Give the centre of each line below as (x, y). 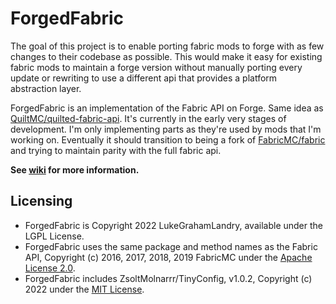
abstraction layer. (46, 88)
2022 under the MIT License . (84, 289)
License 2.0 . (50, 268)
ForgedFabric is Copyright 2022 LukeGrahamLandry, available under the (173, 225)
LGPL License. (54, 236)
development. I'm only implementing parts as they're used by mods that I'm (166, 129)
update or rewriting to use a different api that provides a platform (144, 78)
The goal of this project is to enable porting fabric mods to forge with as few (167, 46)
